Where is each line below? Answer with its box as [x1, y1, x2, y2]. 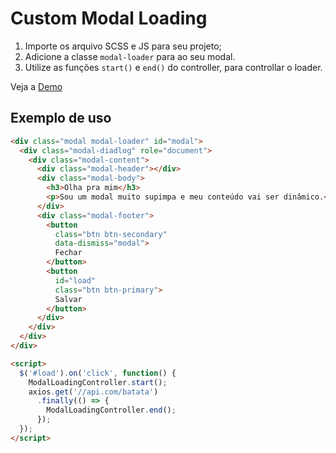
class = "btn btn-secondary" [54, 229, 168, 239]
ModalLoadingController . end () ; [46, 405, 177, 416]
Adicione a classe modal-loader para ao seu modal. [24, 50, 236, 62]
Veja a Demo [10, 80, 63, 92]
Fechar [54, 248, 83, 258]
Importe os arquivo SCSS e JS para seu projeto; [24, 40, 222, 52]
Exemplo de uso [10, 110, 112, 127]
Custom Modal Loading [10, 7, 208, 30]
